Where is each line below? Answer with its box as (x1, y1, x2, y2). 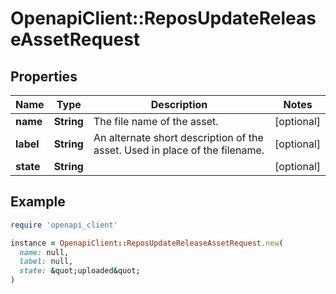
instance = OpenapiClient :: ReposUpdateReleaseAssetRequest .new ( (10, 238, 284, 248)
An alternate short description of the (93, 131, 264, 144)
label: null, (19, 257, 74, 267)
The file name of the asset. (93, 115, 219, 128)
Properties (10, 68, 78, 85)
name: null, (19, 247, 70, 257)
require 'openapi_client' (10, 220, 118, 230)
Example (10, 193, 66, 211)
